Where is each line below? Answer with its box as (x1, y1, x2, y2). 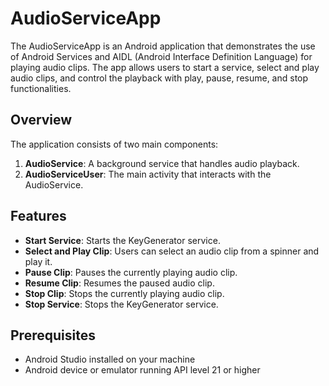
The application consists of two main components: (10, 138, 219, 150)
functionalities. (10, 82, 72, 94)
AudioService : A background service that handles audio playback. (24, 157, 300, 169)
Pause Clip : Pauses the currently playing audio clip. (24, 266, 238, 278)
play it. (24, 255, 53, 267)
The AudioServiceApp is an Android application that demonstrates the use (10, 40, 316, 52)
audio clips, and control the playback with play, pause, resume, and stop (10, 72, 309, 84)
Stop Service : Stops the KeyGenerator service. (24, 298, 219, 310)
